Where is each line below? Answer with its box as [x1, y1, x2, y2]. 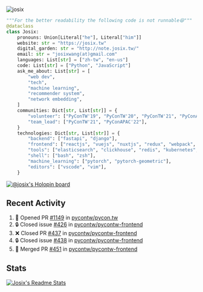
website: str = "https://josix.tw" [17, 40, 107, 46]
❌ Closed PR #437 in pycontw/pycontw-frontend [14, 230, 137, 237]
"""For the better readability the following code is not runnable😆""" [6, 18, 193, 24]
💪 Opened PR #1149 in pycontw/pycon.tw [14, 214, 118, 221]
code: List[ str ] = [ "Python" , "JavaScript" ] [17, 62, 131, 68]
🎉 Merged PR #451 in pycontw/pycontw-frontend [14, 245, 138, 253]
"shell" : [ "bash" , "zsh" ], [28, 153, 96, 159]
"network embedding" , [28, 96, 83, 102]
